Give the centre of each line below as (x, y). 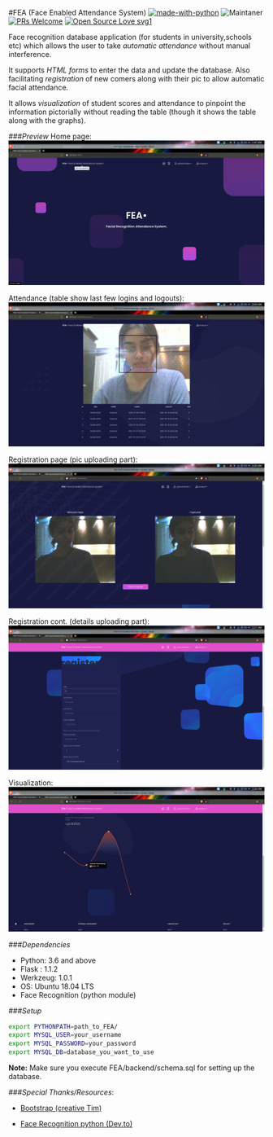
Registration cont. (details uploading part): (79, 621)
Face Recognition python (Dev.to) (76, 1124)
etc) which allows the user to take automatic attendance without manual (129, 46)
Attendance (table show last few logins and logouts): (96, 298)
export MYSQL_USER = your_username (65, 1035)
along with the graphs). (48, 121)
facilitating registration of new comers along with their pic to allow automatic (136, 79)
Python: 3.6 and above (58, 960)
